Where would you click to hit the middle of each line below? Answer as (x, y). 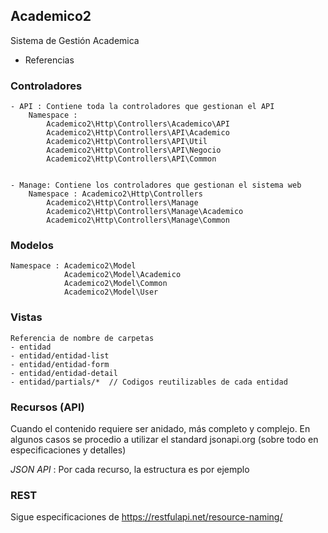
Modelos (32, 246)
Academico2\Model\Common (115, 284)
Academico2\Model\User (111, 292)
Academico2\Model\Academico (122, 275)
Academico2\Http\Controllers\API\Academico (138, 133)
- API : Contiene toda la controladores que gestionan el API (142, 107)
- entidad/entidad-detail (64, 373)
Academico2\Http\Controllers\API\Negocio (134, 150)
